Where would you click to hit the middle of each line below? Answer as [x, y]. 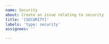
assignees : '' [20, 29]
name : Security [21, 10]
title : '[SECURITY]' [27, 19]
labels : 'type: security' [33, 24]
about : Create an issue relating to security [54, 15]
